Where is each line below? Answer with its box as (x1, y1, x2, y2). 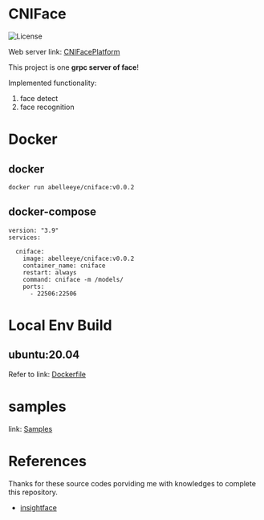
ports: (22, 282, 45, 290)
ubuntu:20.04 (8, 348, 80, 362)
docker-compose (8, 205, 97, 219)
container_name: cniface (22, 262, 106, 270)
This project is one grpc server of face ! (8, 62, 139, 72)
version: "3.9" (8, 226, 59, 234)
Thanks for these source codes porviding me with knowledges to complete (8, 478, 257, 488)
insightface (19, 502, 58, 512)
